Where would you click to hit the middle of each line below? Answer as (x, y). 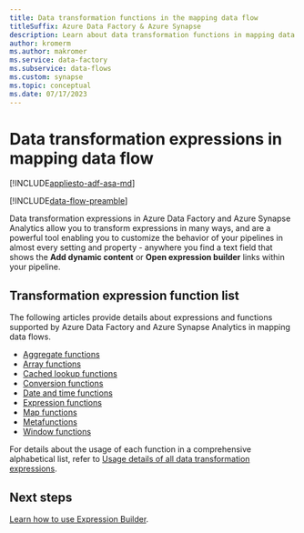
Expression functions (62, 403)
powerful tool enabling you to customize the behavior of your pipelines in (147, 238)
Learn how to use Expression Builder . (79, 519)
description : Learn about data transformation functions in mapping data (152, 35)
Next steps (41, 497)
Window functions (57, 432)
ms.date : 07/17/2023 (49, 94)
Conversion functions (63, 384)
